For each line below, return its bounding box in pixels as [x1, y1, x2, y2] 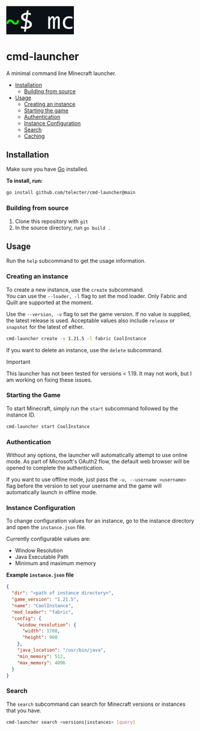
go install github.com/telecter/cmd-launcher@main [6, 189, 136, 196]
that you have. [6, 706, 42, 714]
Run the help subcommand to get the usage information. [6, 257, 146, 265]
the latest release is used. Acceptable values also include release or [6, 317, 175, 324]
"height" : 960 [22, 634, 58, 641]
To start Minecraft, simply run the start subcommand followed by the [6, 405, 178, 412]
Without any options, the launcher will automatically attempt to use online [6, 451, 188, 459]
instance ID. [6, 411, 36, 418]
